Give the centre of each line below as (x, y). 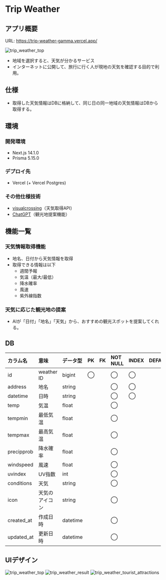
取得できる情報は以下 (34, 265)
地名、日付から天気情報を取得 (42, 258)
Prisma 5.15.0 (26, 158)
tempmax (19, 435)
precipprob (21, 451)
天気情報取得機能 (25, 247)
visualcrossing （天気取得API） (43, 208)
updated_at (21, 537)
